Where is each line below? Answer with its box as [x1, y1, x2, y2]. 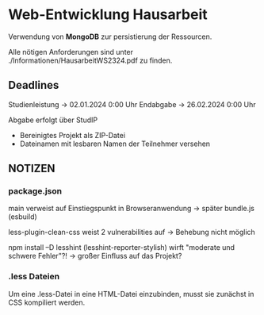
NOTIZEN [8, 162, 55, 175]
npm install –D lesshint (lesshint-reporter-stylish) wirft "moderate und [8, 243, 235, 252]
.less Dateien [8, 271, 60, 282]
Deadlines [8, 79, 59, 92]
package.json [8, 186, 62, 197]
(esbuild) [8, 212, 37, 221]
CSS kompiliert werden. [8, 298, 86, 307]
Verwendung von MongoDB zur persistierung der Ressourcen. [8, 32, 212, 41]
